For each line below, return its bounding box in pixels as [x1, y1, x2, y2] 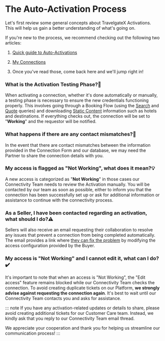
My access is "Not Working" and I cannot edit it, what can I [5, 255, 149, 262]
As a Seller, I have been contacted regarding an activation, [5, 209, 147, 216]
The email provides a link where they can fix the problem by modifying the [5, 237, 156, 243]
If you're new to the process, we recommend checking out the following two [5, 35, 160, 41]
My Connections [12, 59, 46, 65]
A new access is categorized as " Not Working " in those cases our [5, 176, 140, 182]
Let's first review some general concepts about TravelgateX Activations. [5, 20, 151, 26]
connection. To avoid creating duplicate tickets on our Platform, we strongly [5, 285, 160, 291]
